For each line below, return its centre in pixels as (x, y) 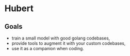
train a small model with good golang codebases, (61, 38)
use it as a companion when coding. (48, 48)
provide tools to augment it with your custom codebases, (68, 43)
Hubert (19, 9)
